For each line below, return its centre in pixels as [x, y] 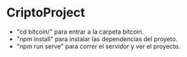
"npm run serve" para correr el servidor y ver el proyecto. [98, 46]
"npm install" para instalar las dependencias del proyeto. [97, 38]
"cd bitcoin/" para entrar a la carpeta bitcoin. [80, 32]
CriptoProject [46, 13]
